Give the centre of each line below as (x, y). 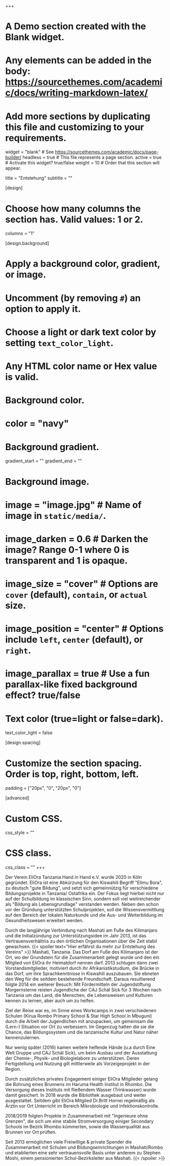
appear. (13, 168)
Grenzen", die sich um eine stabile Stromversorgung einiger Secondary (79, 1121)
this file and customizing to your (75, 127)
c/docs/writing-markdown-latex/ (77, 93)
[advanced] (17, 798)
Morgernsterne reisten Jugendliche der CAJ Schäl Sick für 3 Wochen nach (83, 990)
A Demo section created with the (76, 26)
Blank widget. (35, 37)
